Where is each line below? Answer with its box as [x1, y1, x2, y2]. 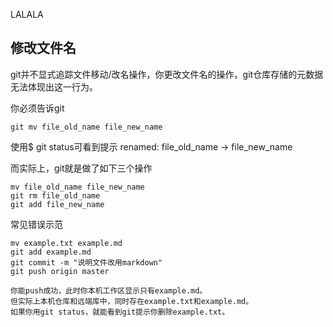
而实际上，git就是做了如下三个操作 [10, 162, 153, 174]
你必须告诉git [10, 102, 65, 114]
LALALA [10, 9, 44, 20]
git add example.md [10, 247, 92, 257]
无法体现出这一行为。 [10, 80, 98, 93]
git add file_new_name [10, 199, 105, 209]
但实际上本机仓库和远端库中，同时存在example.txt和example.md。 [10, 296, 254, 306]
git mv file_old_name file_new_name [10, 122, 163, 132]
